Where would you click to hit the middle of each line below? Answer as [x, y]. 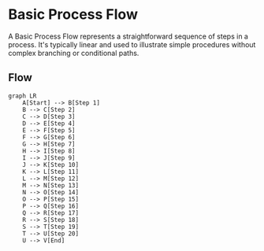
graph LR [22, 96]
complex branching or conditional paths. [74, 53]
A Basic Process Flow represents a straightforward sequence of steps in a [128, 36]
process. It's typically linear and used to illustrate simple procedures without [132, 44]
